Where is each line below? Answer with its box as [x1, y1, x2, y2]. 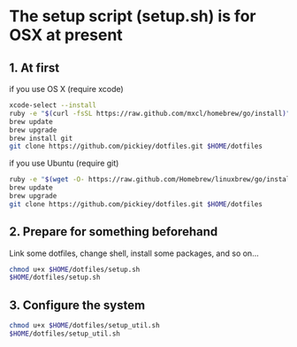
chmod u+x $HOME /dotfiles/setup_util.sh [9, 321, 161, 330]
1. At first [9, 60, 60, 75]
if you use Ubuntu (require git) [9, 158, 119, 169]
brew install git [9, 134, 73, 143]
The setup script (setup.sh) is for [9, 6, 256, 27]
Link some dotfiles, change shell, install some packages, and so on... [9, 248, 259, 258]
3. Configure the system [9, 297, 146, 312]
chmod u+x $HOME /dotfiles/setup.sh [9, 265, 141, 274]
